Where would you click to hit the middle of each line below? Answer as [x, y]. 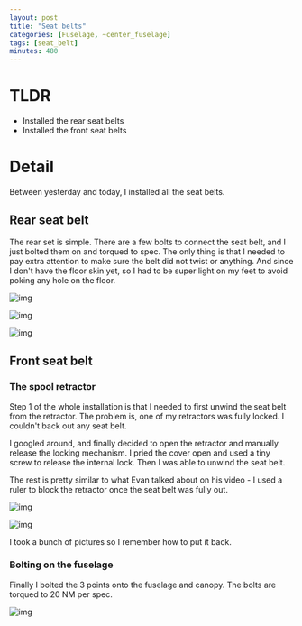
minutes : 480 [34, 51]
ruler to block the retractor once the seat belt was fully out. [119, 489]
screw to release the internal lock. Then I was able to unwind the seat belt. [147, 462]
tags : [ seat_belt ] [44, 43]
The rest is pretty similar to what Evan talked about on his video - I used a [146, 480]
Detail [32, 167]
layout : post [34, 18]
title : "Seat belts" [48, 26]
